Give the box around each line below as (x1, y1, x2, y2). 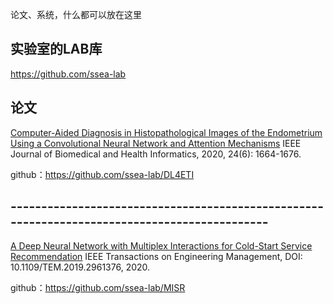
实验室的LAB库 (10, 41, 103, 58)
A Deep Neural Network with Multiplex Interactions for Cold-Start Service (10, 240, 313, 252)
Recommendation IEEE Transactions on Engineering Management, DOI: (10, 251, 303, 263)
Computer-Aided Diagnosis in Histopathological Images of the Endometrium (10, 126, 323, 138)
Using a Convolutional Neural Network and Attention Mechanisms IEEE (10, 137, 302, 149)
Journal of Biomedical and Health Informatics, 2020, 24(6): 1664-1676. (10, 148, 302, 160)
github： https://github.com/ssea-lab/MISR (10, 282, 186, 294)
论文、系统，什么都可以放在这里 (10, 9, 142, 20)
